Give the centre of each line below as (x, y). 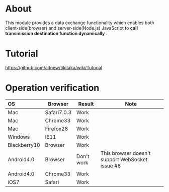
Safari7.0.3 (58, 112)
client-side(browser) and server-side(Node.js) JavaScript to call (72, 28)
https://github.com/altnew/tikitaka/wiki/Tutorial (54, 67)
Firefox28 (57, 129)
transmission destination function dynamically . (56, 33)
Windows (19, 137)
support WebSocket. (125, 159)
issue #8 (111, 165)
